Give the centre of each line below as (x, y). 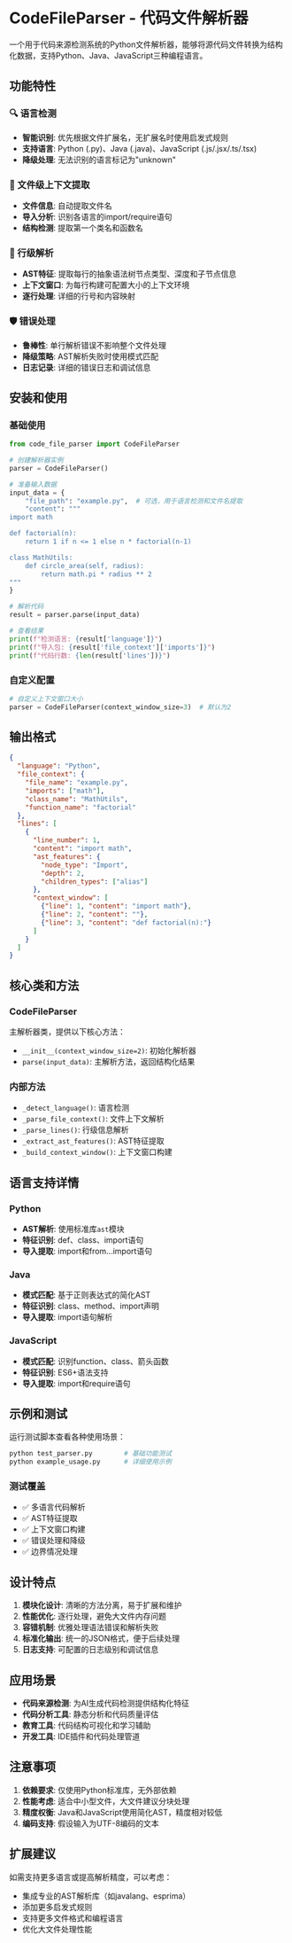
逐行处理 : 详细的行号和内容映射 (78, 296)
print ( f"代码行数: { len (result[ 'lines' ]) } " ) (90, 655)
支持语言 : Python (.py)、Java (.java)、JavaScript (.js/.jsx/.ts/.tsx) (139, 148)
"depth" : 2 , (63, 873)
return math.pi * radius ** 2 (96, 574)
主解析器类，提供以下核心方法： (67, 1032)
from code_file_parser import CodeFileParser (94, 444)
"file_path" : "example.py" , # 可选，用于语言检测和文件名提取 (134, 501)
